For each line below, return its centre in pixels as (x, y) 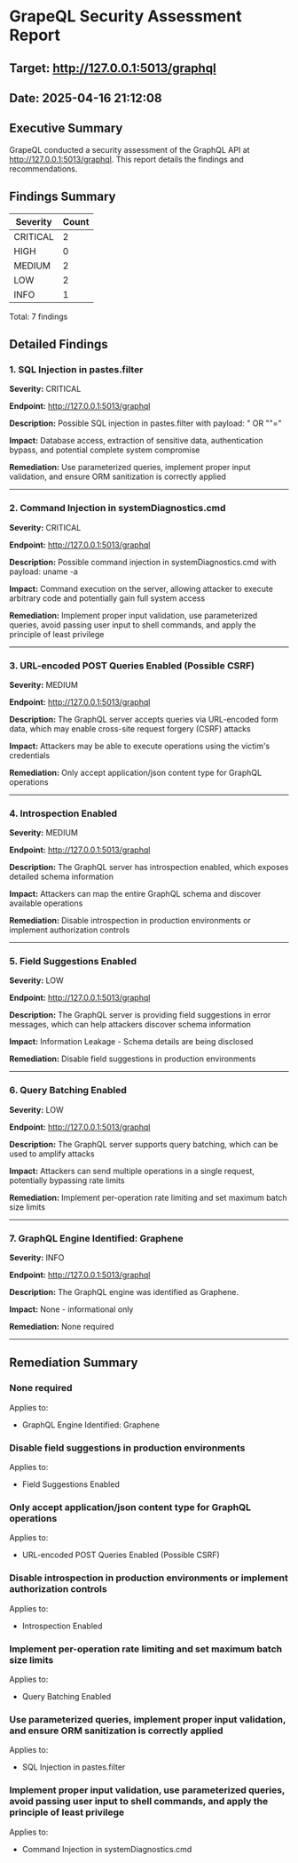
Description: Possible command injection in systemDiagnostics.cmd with (143, 562)
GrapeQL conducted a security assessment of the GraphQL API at (129, 149)
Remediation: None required (62, 1327)
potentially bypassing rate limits (67, 1180)
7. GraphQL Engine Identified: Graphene (96, 1238)
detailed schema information (61, 876)
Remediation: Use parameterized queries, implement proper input (130, 468)
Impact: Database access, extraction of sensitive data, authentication (136, 441)
